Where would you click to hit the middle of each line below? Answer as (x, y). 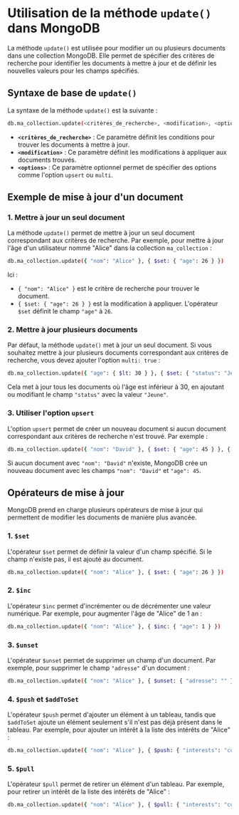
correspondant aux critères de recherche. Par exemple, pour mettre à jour (116, 241)
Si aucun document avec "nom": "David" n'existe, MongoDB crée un (107, 463)
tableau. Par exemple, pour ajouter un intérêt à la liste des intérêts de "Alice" (119, 730)
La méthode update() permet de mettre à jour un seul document (101, 233)
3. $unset (23, 645)
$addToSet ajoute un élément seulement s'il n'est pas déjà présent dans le (115, 722)
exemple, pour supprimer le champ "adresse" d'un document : (99, 668)
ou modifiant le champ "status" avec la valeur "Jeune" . (88, 395)
